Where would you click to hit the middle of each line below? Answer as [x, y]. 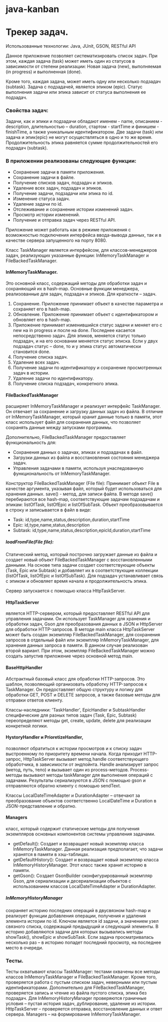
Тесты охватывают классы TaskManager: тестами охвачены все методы [83, 972]
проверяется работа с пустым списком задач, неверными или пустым [81, 982]
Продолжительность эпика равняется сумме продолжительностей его [82, 143]
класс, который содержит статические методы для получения [72, 828]
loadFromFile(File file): [30, 542]
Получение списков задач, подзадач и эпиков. [63, 183]
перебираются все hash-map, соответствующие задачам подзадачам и [83, 499]
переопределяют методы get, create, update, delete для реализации [78, 720]
